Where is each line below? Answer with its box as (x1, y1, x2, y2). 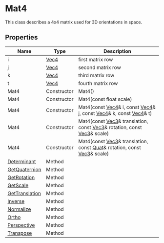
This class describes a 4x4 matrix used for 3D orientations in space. (5, 19, 143, 25)
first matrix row (78, 56, 113, 63)
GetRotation (7, 174, 35, 181)
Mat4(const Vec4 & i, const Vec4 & (78, 104, 156, 110)
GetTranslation (7, 190, 41, 197)
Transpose (7, 229, 32, 236)
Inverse (7, 198, 25, 204)
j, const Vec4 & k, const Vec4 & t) (78, 110, 152, 116)
